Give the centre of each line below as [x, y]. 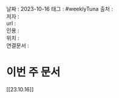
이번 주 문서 [33, 72]
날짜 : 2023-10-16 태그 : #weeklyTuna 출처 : [60, 9]
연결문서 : [18, 45]
